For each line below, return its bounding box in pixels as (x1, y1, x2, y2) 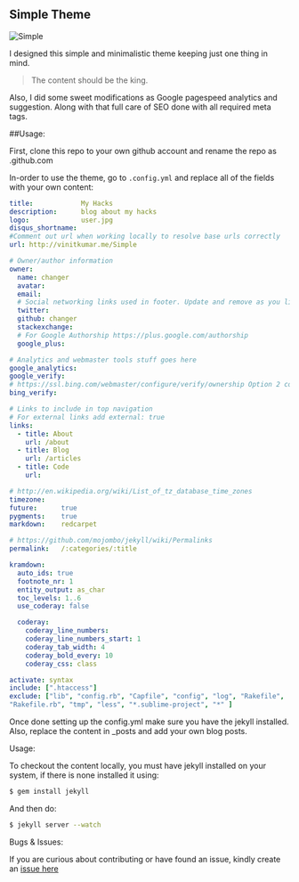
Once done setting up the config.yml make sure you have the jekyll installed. (9, 716, 289, 727)
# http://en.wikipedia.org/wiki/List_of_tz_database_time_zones (9, 486, 253, 495)
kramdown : (9, 560, 46, 569)
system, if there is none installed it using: (9, 770, 159, 780)
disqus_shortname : (9, 224, 77, 233)
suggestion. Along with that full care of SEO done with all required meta (9, 102, 271, 112)
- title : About (17, 429, 74, 438)
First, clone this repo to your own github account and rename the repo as (9, 145, 278, 156)
